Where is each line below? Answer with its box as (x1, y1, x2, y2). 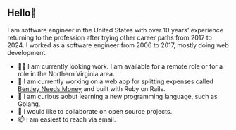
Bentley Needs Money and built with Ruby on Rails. (17, 84, 166, 93)
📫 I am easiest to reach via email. (17, 114, 116, 124)
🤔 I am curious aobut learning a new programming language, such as (17, 92, 218, 100)
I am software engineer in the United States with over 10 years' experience (7, 25, 224, 34)
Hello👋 (7, 7, 37, 19)
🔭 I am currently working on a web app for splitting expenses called (17, 77, 213, 85)
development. (7, 48, 47, 57)
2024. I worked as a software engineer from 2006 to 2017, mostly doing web (7, 40, 229, 49)
